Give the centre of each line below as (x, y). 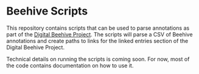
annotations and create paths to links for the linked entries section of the (97, 41)
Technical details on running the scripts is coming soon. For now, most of (98, 59)
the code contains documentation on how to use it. (70, 66)
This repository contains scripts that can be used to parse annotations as (98, 28)
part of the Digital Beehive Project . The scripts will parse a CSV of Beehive (100, 34)
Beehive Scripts (47, 11)
